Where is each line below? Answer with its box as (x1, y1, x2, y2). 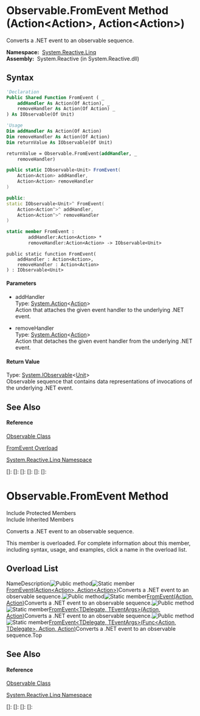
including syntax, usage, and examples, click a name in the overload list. (6, 546, 187, 553)
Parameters (6, 279, 36, 287)
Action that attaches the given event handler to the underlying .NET (15, 306, 184, 314)
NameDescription (6, 580, 50, 587)
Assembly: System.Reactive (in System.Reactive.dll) (6, 55, 140, 62)
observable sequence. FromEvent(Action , (6, 592, 193, 600)
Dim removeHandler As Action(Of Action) (6, 133, 111, 140)
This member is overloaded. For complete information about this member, (6, 539, 191, 547)
